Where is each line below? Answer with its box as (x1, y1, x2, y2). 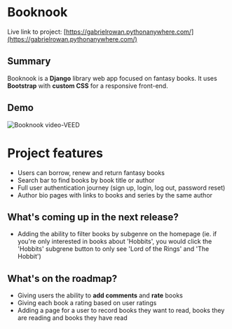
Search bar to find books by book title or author (17, 176, 155, 184)
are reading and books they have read (17, 314, 128, 322)
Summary (7, 56, 51, 67)
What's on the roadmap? (7, 272, 118, 285)
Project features (7, 145, 104, 161)
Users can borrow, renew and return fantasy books (17, 168, 165, 176)
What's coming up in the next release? (7, 211, 179, 223)
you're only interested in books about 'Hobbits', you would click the (17, 237, 212, 246)
